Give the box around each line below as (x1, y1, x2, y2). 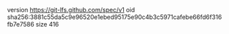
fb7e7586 (7, 20, 34, 28)
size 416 (35, 20, 60, 28)
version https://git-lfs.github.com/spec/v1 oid (7, 6, 135, 14)
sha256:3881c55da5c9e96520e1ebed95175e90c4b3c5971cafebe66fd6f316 (7, 13, 222, 21)
